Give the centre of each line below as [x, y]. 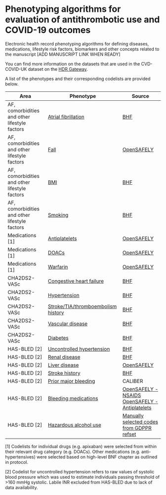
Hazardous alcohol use [74, 425]
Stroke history [64, 373]
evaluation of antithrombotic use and [83, 20]
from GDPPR [137, 428]
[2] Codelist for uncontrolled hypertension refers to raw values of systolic [80, 472]
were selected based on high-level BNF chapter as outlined [97, 457]
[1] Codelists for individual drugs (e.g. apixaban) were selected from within [81, 446]
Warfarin [58, 267]
